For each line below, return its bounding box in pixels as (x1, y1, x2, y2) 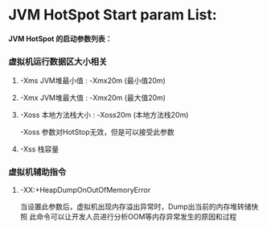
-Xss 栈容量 (19, 144, 60, 154)
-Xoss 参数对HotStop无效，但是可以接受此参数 (19, 127, 175, 137)
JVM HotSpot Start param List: (8, 6, 217, 24)
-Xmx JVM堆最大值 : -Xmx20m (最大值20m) (19, 93, 166, 102)
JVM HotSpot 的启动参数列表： (8, 34, 113, 44)
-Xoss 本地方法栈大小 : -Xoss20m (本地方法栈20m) (19, 110, 189, 120)
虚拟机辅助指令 (8, 167, 67, 177)
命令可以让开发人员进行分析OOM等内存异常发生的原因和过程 (35, 212, 237, 222)
